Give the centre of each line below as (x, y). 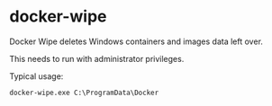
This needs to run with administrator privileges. (97, 58)
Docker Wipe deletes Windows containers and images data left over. (136, 41)
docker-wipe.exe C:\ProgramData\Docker (84, 93)
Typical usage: (36, 76)
